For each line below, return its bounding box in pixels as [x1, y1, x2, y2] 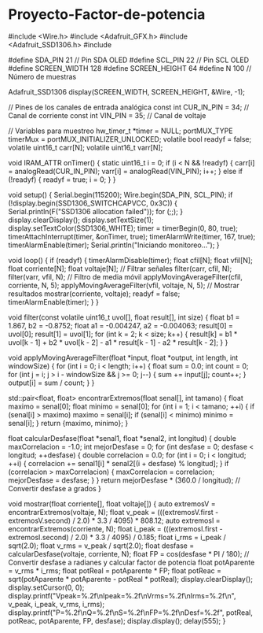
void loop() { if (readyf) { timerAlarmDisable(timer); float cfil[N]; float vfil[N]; [8, 255, 253, 265]
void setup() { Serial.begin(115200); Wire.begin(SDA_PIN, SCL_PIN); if [8, 190, 233, 199]
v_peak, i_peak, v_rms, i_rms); [8, 599, 105, 609]
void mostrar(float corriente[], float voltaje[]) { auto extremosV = [8, 498, 216, 509]
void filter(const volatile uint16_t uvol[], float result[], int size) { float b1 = [8, 313, 240, 322]
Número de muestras [8, 72, 77, 81]
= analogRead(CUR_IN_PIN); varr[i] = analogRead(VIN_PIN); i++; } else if [8, 166, 243, 176]
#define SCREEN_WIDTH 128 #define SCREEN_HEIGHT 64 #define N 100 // [8, 63, 252, 72]
